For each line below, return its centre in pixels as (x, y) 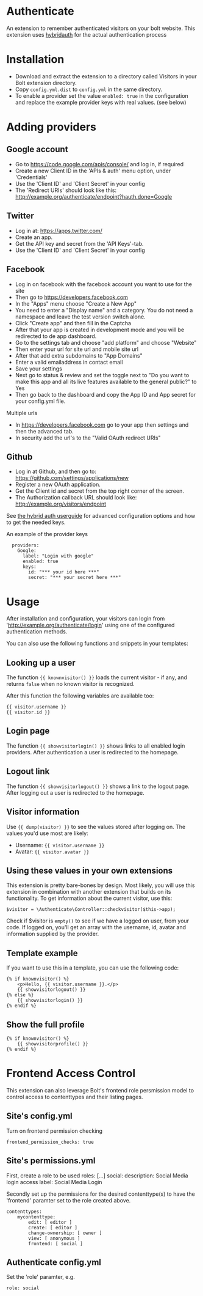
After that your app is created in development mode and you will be (100, 330)
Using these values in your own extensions (90, 870)
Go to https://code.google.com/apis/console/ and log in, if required (99, 164)
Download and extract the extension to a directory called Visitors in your (106, 76)
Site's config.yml (40, 1116)
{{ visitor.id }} (28, 712)
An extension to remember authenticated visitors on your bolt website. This (101, 28)
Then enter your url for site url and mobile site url (77, 349)
